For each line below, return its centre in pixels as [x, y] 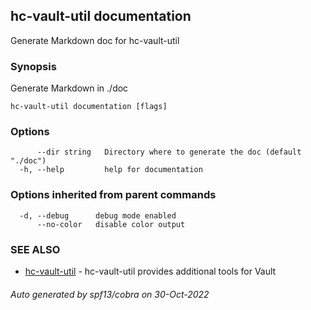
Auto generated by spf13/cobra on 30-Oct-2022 [110, 294]
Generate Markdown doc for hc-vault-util [95, 40]
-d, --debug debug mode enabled [98, 215]
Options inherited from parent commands [113, 195]
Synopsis [33, 66]
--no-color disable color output [111, 224]
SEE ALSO [35, 249]
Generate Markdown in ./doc [69, 88]
